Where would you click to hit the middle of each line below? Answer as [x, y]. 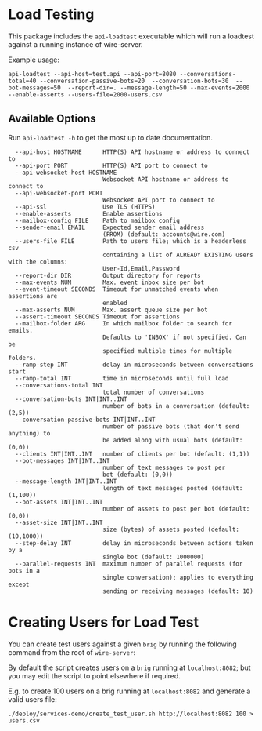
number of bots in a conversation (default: [176, 406]
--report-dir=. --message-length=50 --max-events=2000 [159, 88]
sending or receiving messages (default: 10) [178, 591]
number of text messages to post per [164, 467]
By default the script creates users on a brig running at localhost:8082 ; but [130, 667]
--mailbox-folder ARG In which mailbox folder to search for [124, 323]
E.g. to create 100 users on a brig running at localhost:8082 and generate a [129, 691]
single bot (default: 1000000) [154, 557]
